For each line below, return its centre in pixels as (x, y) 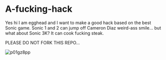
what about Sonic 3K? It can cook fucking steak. (55, 33)
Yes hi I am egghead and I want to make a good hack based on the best (78, 23)
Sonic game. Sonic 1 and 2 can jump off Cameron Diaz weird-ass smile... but (83, 28)
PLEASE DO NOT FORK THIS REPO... (43, 42)
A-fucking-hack (39, 9)
